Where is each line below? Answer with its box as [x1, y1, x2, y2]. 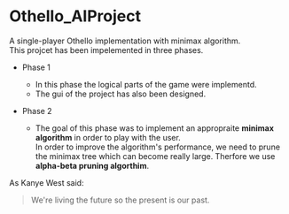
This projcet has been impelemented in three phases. [9, 44, 204, 55]
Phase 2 [21, 105, 52, 116]
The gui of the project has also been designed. [35, 88, 207, 99]
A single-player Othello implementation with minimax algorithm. [9, 35, 241, 46]
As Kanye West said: [9, 177, 84, 187]
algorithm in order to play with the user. [35, 132, 182, 142]
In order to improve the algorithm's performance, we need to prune [35, 141, 281, 152]
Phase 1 [21, 62, 51, 73]
